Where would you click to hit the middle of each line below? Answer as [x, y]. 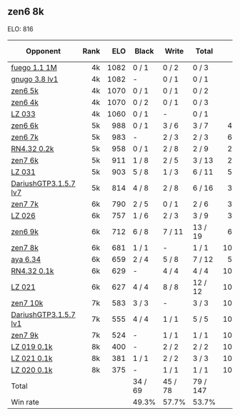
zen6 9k [25, 231]
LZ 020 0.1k [32, 370]
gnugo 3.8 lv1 [35, 79]
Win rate [25, 402]
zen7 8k [25, 248]
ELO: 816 [20, 29]
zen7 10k [27, 303]
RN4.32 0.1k [32, 270]
